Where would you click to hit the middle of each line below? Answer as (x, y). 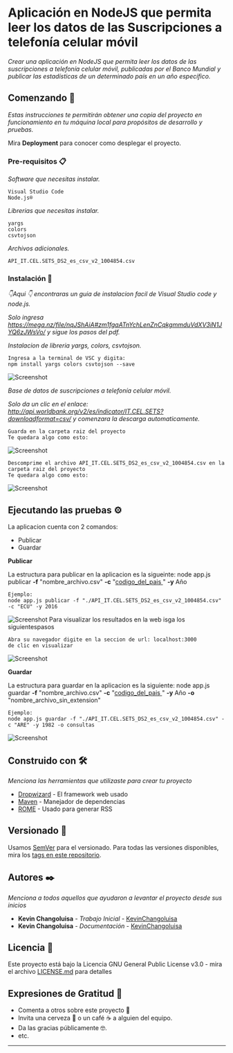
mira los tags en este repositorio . (55, 855)
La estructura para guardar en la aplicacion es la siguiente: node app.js (109, 685)
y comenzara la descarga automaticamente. (136, 419)
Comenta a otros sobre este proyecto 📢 (74, 1010)
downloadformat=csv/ (40, 419)
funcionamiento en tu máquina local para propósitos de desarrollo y (105, 122)
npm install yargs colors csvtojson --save (72, 365)
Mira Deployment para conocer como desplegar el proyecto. (95, 143)
